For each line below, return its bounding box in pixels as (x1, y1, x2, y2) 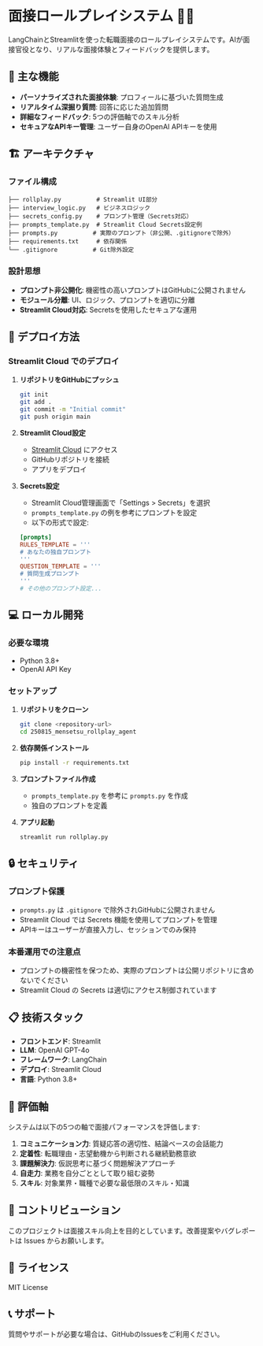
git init (19, 391, 49, 399)
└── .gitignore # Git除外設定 (8, 246, 135, 254)
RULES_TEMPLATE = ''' (19, 540, 91, 548)
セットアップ (8, 685, 57, 696)
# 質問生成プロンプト (19, 570, 80, 578)
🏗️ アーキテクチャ (8, 147, 94, 161)
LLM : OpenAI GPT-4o (19, 1045, 90, 1055)
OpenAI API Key (19, 664, 72, 673)
